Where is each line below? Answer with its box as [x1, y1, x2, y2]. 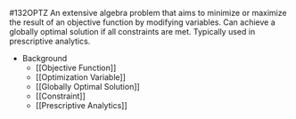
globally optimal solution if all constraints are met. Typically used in [9, 27, 256, 36]
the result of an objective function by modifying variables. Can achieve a [9, 17, 276, 28]
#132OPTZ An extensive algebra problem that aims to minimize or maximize [9, 8, 287, 18]
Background [21, 53, 68, 63]
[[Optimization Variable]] [35, 72, 127, 83]
